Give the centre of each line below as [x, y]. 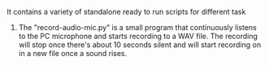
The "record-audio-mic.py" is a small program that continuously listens [137, 27]
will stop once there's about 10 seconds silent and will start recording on [139, 45]
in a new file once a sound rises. [73, 53]
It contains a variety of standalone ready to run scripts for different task [126, 12]
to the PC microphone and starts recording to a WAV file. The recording [138, 36]
